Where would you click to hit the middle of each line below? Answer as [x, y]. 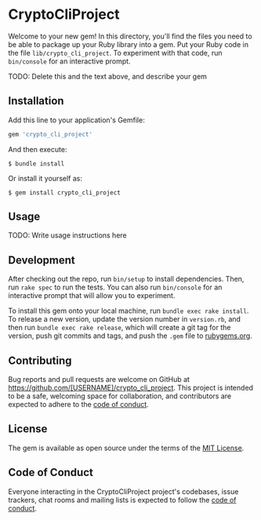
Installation [36, 101]
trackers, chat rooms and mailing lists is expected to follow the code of [122, 500]
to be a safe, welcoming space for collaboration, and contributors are [120, 396]
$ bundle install [36, 164]
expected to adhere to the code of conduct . [78, 405]
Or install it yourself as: [45, 178]
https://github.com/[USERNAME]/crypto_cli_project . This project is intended [130, 388]
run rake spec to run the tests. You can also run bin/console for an [115, 287]
